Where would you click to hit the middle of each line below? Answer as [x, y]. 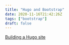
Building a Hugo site [25, 37]
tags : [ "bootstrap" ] [26, 19]
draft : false [18, 23]
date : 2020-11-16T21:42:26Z [34, 14]
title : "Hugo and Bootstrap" [35, 10]
